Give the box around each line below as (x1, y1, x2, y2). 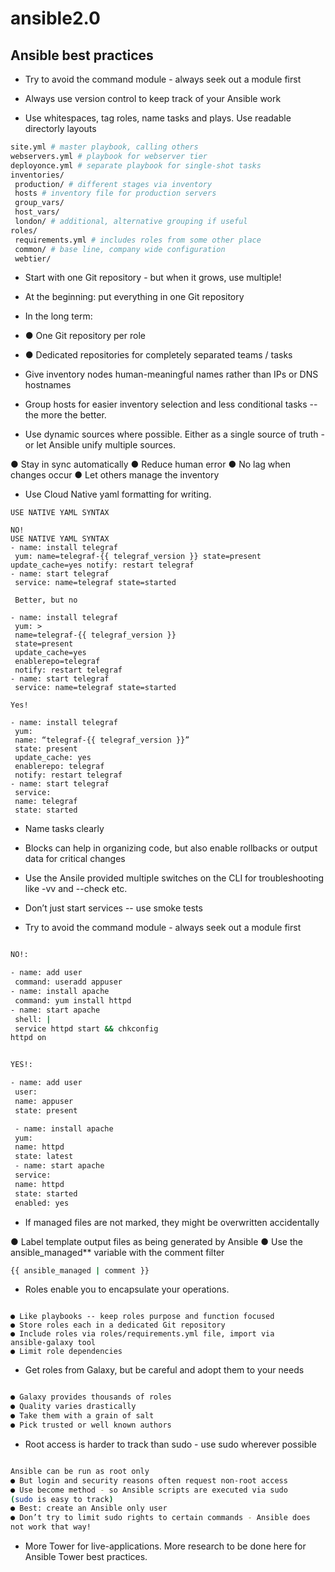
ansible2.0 (10, 7, 101, 30)
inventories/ (10, 170, 65, 180)
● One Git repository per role (24, 330, 146, 342)
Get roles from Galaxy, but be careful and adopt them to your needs (24, 1364, 305, 1376)
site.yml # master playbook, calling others (10, 142, 199, 152)
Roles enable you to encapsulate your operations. (24, 1283, 230, 1296)
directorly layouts (24, 123, 97, 134)
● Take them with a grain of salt (10, 1411, 155, 1421)
